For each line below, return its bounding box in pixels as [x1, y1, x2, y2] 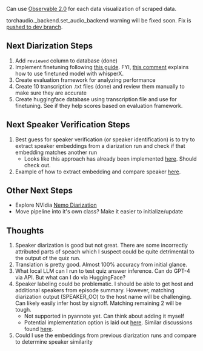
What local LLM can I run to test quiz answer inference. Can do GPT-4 [15, 267, 191, 275]
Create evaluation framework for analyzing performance [15, 76, 156, 84]
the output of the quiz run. [15, 255, 81, 262]
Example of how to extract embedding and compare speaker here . [15, 168, 181, 175]
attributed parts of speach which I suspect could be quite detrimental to [15, 248, 195, 255]
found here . [24, 326, 53, 333]
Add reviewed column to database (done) [15, 57, 118, 64]
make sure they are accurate [15, 89, 87, 96]
